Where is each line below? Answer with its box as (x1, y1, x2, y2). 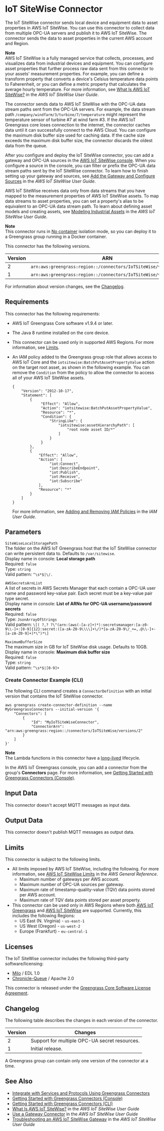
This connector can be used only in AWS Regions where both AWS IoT (12, 902, 154, 908)
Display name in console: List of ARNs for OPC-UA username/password (5, 601, 152, 606)
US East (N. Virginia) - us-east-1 (19, 918, 85, 924)
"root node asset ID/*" (66, 427, 116, 432)
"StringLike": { (49, 418, 82, 423)
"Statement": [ (21, 393, 52, 398)
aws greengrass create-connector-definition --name (5, 702, 112, 707)
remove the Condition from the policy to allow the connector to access (12, 369, 155, 375)
